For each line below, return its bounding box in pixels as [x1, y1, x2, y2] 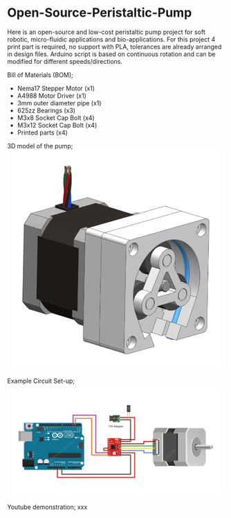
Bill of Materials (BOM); [7, 71, 74, 79]
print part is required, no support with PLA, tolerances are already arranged [7, 42, 222, 51]
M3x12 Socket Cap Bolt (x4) [17, 121, 98, 129]
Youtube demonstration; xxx [7, 503, 88, 511]
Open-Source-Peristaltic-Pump [7, 5, 192, 21]
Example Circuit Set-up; [7, 377, 75, 386]
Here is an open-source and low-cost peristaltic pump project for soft [7, 28, 205, 36]
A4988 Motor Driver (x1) [17, 92, 86, 100]
